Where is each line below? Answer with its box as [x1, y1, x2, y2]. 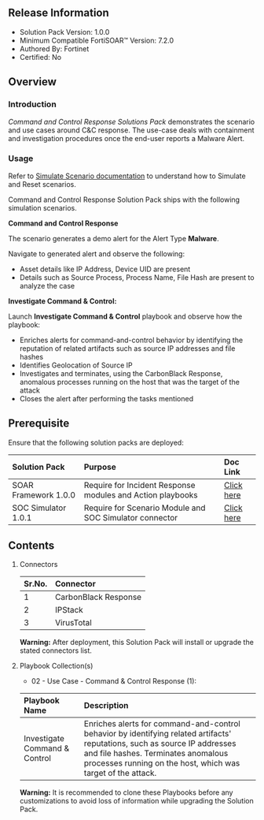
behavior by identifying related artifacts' [83, 729, 232, 740]
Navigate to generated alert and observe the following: [8, 248, 185, 259]
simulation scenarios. [8, 203, 77, 212]
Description [83, 700, 129, 711]
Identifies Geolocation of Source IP [19, 360, 133, 370]
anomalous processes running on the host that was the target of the [19, 377, 240, 386]
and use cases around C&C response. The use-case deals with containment [8, 125, 255, 135]
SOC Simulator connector [83, 512, 178, 523]
